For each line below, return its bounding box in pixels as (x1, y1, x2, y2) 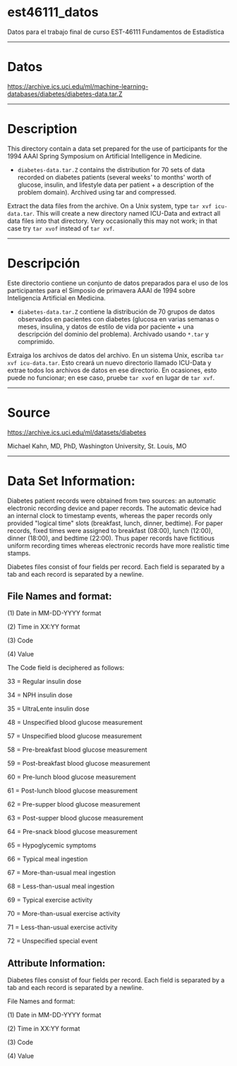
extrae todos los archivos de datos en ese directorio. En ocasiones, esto (7, 366, 217, 374)
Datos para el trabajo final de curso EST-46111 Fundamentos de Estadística (7, 27, 224, 36)
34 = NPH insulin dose (7, 691, 73, 699)
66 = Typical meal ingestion (7, 854, 88, 864)
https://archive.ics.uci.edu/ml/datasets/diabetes (7, 428, 147, 436)
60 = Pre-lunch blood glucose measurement (7, 773, 136, 781)
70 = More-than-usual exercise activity (7, 909, 121, 918)
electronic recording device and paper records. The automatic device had (7, 503, 222, 512)
